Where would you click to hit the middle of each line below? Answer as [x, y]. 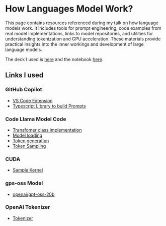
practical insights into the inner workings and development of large [75, 44]
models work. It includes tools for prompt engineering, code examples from [84, 28]
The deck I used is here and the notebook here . [54, 59]
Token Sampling [29, 146]
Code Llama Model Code [36, 119]
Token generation [31, 140]
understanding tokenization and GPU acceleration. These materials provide [83, 39]
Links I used [24, 75]
